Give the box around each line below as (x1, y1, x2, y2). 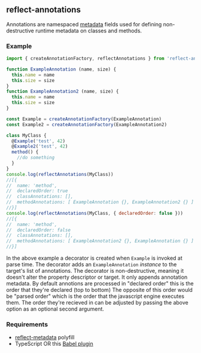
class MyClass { (6, 132, 47, 138)
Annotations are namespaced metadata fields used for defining (6, 20, 162, 28)
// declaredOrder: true (6, 188, 68, 194)
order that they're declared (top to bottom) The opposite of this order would (6, 287, 193, 294)
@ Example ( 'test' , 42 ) (11, 138, 66, 144)
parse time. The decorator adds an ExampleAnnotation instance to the (6, 261, 177, 268)
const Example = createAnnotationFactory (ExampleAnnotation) (6, 116, 162, 122)
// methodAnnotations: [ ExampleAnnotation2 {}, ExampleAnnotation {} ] (6, 238, 194, 244)
